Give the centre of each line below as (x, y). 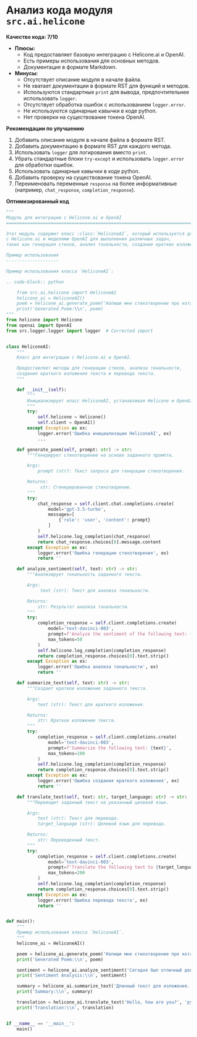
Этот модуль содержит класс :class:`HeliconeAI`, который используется (95, 234)
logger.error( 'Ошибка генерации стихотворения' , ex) (103, 553)
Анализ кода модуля (60, 10)
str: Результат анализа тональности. (84, 607)
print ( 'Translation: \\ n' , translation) (65, 1008)
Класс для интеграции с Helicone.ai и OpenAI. (74, 358)
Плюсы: (25, 48)
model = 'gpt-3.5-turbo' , (77, 509)
